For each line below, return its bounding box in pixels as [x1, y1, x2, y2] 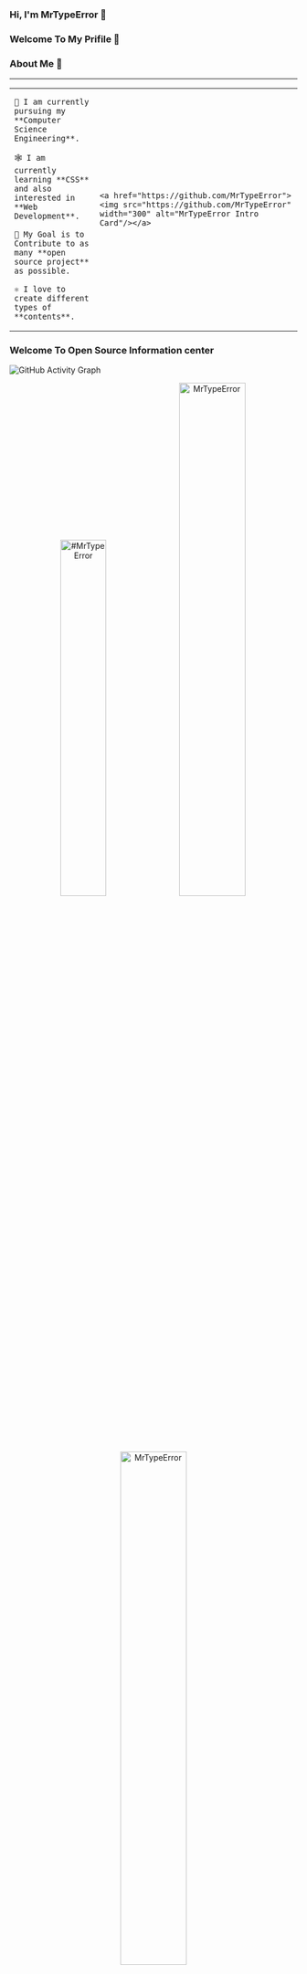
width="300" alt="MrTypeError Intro [99, 209, 259, 219]
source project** [14, 257, 90, 268]
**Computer [14, 115, 61, 126]
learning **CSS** [14, 174, 90, 185]
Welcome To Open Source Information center [9, 344, 215, 357]
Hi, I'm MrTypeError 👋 [9, 8, 107, 21]
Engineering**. [14, 133, 80, 144]
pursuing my [14, 106, 67, 117]
